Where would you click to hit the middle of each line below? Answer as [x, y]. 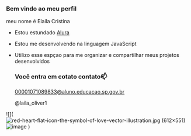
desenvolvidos [32, 61]
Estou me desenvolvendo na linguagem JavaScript [75, 44]
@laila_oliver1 [31, 103]
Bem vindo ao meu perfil [41, 9]
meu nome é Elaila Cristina [38, 22]
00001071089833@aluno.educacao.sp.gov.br [70, 91]
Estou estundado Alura [42, 33]
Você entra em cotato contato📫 [61, 77]
